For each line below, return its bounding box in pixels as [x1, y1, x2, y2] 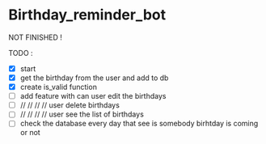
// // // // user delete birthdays [19, 100, 120, 110]
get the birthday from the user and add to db [19, 73, 169, 83]
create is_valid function [19, 83, 97, 92]
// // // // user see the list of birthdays [19, 109, 144, 119]
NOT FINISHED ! [8, 32, 63, 42]
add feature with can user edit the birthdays [19, 91, 167, 101]
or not [19, 128, 40, 138]
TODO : [8, 48, 34, 57]
